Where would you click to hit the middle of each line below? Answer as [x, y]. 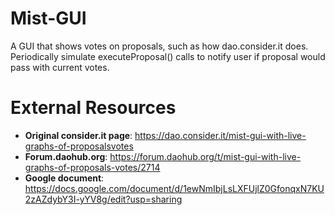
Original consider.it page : [78, 135]
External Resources [93, 108]
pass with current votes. [60, 67]
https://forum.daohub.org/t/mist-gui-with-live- [205, 156]
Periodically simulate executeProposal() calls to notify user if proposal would [168, 56]
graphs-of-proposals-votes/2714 [92, 167]
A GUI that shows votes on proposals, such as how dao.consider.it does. [159, 46]
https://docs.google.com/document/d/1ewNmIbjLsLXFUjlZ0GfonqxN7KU [174, 188]
